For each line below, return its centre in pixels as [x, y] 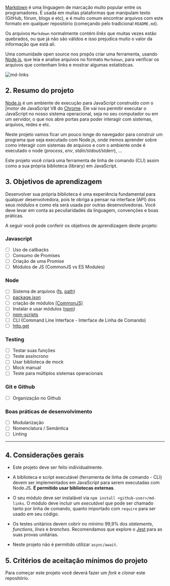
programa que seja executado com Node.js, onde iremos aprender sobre [81, 140]
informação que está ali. [30, 44]
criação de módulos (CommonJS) [48, 303]
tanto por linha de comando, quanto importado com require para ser [84, 509]
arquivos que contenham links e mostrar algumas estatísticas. [70, 65]
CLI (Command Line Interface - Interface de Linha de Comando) [79, 320]
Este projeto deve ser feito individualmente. [58, 468]
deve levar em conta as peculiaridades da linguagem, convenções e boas [82, 210]
